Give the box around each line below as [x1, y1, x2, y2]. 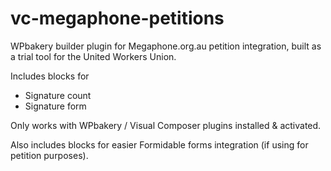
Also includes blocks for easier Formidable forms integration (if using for [10, 138, 309, 151]
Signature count [24, 89, 92, 101]
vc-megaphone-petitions [10, 7, 225, 30]
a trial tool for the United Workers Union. [10, 50, 177, 62]
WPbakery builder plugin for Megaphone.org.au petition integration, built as [10, 40, 322, 52]
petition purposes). [10, 149, 89, 161]
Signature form [24, 100, 87, 112]
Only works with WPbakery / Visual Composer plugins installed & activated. [10, 119, 322, 131]
